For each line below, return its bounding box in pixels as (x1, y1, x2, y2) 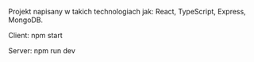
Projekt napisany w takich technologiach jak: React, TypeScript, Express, (8, 7, 246, 16)
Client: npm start (8, 31, 63, 40)
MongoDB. (8, 15, 44, 25)
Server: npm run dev (8, 46, 75, 55)
